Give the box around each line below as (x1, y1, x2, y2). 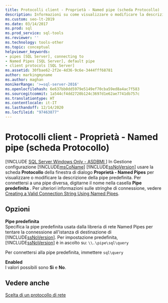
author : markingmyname (5, 73, 52, 78)
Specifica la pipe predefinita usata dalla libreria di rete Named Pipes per (5, 223, 153, 229)
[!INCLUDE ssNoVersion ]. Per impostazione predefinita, (5, 234, 118, 240)
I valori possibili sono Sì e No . (5, 264, 66, 270)
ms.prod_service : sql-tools (5, 31, 64, 36)
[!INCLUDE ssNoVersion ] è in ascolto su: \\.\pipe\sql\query (5, 239, 129, 245)
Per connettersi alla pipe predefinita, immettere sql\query (5, 249, 123, 255)
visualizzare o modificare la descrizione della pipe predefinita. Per (5, 174, 141, 180)
